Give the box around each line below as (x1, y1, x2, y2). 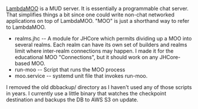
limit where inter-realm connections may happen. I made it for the (14, 47, 174, 54)
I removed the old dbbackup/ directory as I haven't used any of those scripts (6, 84, 192, 90)
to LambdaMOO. (6, 23, 46, 30)
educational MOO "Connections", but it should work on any (14, 54, 159, 60)
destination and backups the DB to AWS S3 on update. (6, 96, 138, 103)
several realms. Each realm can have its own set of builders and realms (14, 41, 187, 48)
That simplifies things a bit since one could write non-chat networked (6, 11, 175, 18)
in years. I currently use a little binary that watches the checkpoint (6, 90, 167, 97)
